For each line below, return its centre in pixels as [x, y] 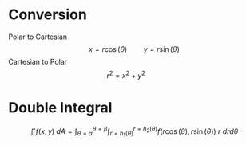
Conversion [48, 15]
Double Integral [60, 107]
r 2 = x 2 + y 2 [126, 75]
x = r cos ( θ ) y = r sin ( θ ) [134, 49]
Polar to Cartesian [38, 37]
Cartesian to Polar [38, 61]
